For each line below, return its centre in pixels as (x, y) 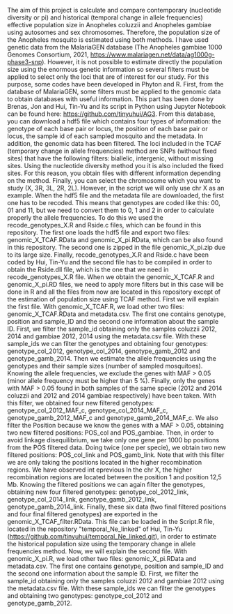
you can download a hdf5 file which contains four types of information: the (114, 121)
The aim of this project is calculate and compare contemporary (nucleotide (114, 10)
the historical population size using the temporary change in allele (102, 544)
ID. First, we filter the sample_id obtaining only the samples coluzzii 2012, (112, 329)
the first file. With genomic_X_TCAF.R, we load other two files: (96, 307)
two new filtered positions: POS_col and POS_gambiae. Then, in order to (111, 433)
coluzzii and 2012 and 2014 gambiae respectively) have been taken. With (112, 396)
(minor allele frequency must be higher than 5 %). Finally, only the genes (111, 381)
